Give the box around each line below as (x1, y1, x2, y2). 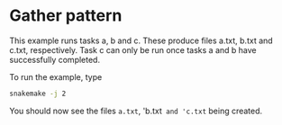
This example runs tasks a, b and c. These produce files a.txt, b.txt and (9, 35, 273, 46)
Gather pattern (9, 5, 123, 26)
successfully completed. (9, 54, 101, 65)
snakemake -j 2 (9, 89, 67, 98)
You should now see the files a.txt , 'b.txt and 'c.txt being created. (9, 105, 263, 116)
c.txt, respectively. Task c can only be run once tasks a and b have (9, 44, 257, 55)
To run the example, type (9, 71, 103, 82)
